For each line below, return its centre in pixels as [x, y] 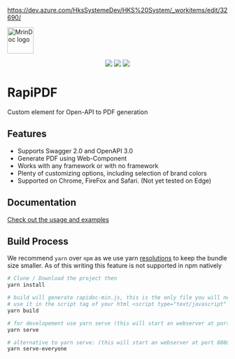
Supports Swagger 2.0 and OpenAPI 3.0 [75, 150]
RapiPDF [33, 93]
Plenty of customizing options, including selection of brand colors [112, 173]
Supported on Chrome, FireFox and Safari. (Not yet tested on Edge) [114, 181]
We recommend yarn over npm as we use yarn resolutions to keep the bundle [117, 258]
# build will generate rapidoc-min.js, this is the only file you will [114, 298]
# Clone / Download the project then [62, 279]
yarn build [23, 311]
